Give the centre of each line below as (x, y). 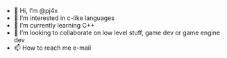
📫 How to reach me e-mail (52, 48)
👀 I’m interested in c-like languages (64, 18)
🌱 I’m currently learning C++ (54, 25)
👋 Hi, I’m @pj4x (36, 11)
